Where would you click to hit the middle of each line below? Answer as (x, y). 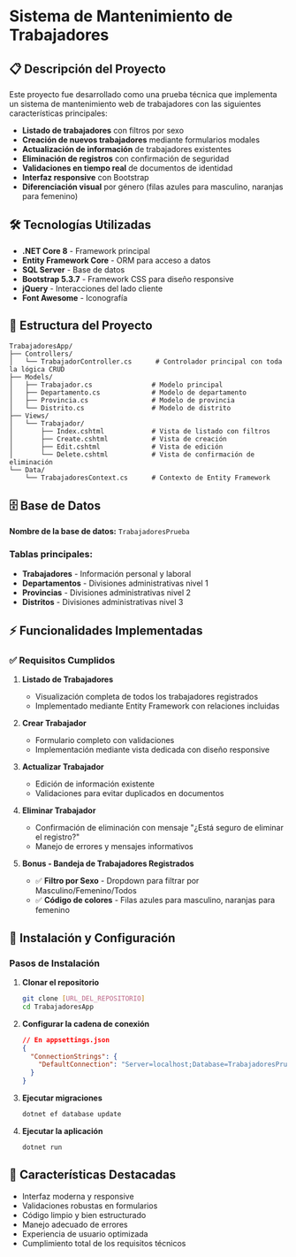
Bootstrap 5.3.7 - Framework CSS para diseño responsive (128, 279)
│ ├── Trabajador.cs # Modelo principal (116, 385)
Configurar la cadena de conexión (86, 1023)
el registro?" (57, 837)
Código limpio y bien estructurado (84, 1215)
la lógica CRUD (37, 369)
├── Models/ (31, 377)
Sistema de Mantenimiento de (121, 16)
